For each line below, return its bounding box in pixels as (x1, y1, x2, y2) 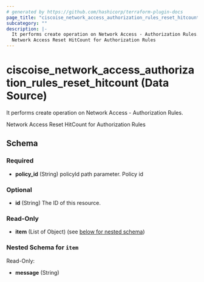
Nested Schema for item (6, 243, 79, 252)
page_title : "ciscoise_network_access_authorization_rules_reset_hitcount (6, 15, 200, 21)
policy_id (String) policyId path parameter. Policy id (15, 170, 144, 178)
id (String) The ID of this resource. (15, 199, 101, 206)
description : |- (6, 25, 47, 32)
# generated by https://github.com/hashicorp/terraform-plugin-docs (6, 8, 183, 15)
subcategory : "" (6, 20, 47, 26)
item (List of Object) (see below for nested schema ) (15, 228, 145, 235)
